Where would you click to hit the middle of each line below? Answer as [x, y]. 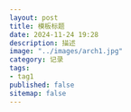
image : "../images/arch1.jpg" [66, 51]
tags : [19, 69]
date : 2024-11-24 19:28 [54, 34]
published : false [42, 85]
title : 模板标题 [37, 26]
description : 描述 [42, 43]
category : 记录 [37, 60]
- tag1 [22, 77]
